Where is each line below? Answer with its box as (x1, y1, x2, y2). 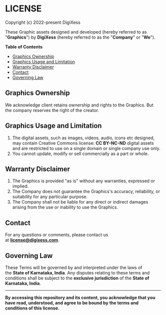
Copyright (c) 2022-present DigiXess (5, 19, 81, 25)
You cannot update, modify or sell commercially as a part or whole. (12, 151, 149, 157)
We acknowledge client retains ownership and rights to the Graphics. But (5, 102, 154, 108)
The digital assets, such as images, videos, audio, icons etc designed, (12, 135, 155, 141)
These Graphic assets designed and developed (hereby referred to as (5, 29, 147, 35)
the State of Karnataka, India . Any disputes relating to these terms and (5, 270, 150, 275)
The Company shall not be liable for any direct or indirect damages (12, 199, 148, 205)
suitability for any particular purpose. (12, 194, 88, 200)
